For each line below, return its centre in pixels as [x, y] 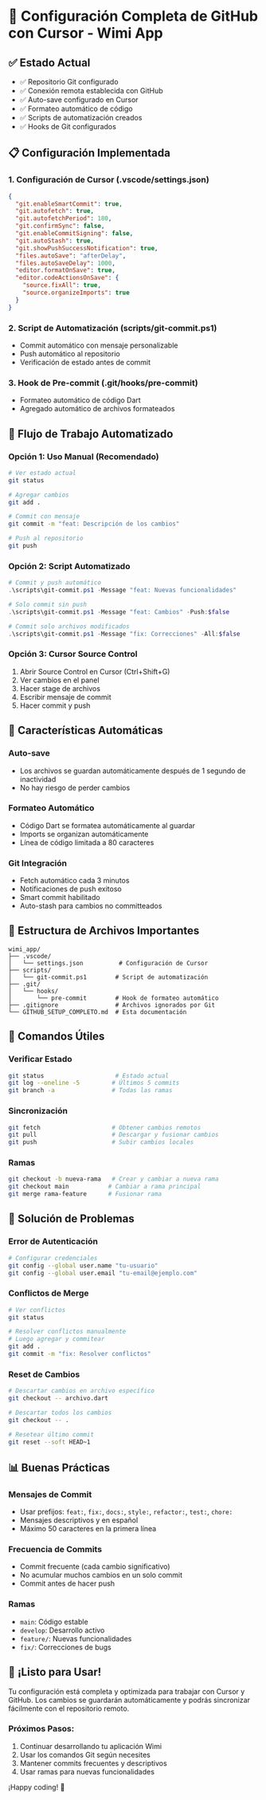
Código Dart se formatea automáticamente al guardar [108, 825]
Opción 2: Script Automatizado [69, 566]
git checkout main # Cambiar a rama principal [105, 1187]
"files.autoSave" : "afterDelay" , [71, 255]
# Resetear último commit [51, 1434]
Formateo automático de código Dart [80, 400]
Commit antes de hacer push [67, 1584]
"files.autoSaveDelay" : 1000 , [65, 263]
